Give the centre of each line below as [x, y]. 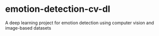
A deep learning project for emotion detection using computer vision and [79, 23]
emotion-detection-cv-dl [58, 9]
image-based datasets [28, 28]
